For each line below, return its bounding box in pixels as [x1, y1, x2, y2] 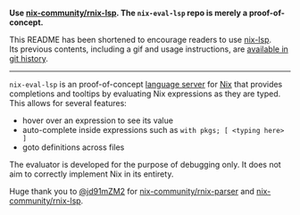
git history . [9, 54, 49, 63]
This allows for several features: [9, 98, 127, 108]
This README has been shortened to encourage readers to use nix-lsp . [9, 35, 272, 45]
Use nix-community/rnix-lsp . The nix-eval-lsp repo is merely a [9, 8, 248, 18]
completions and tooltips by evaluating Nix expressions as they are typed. [9, 88, 281, 99]
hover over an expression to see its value [21, 115, 174, 126]
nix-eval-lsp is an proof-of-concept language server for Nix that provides [9, 79, 283, 89]
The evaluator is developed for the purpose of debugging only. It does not [9, 160, 281, 170]
